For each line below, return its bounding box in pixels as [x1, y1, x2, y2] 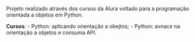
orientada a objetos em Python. [6, 11, 83, 18]
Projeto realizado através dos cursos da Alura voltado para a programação [6, 5, 190, 12]
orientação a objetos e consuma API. [6, 29, 97, 36]
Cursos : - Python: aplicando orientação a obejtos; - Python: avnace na [6, 23, 181, 30]
